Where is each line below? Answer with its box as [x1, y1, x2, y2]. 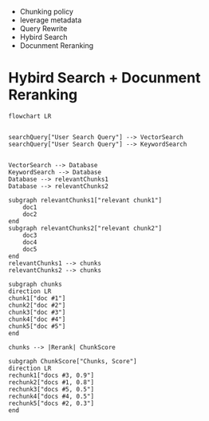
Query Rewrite [19, 24, 68, 33]
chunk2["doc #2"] [8, 301, 66, 309]
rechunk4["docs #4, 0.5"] [8, 392, 94, 400]
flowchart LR [8, 112, 52, 120]
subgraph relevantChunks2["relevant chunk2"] [8, 224, 162, 232]
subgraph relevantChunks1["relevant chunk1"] [8, 196, 162, 204]
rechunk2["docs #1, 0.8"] [8, 378, 94, 387]
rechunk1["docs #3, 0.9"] [8, 371, 94, 379]
